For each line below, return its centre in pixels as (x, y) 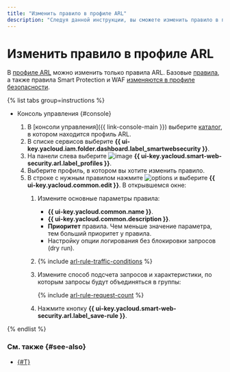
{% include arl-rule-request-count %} (91, 295)
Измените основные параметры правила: (99, 199)
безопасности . (28, 87)
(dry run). (61, 248)
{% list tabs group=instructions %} (56, 101)
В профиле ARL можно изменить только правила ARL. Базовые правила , (113, 73)
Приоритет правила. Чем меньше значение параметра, (130, 226)
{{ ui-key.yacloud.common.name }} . (101, 212)
